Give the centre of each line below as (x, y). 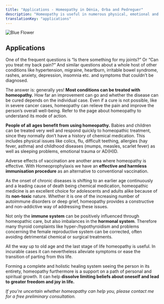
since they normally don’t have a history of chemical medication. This (75, 136)
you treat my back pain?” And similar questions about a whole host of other (81, 65)
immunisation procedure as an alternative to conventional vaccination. (77, 171)
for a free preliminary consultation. (41, 297)
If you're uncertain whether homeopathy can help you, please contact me (80, 291)
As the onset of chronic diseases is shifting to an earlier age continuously (79, 181)
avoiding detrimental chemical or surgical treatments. (59, 237)
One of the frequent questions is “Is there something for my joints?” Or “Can (82, 60)
